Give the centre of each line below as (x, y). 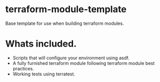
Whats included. (41, 44)
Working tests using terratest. (44, 74)
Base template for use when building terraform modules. (65, 23)
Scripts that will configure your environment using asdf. (71, 58)
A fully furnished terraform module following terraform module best (84, 63)
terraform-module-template (66, 9)
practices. (23, 68)
